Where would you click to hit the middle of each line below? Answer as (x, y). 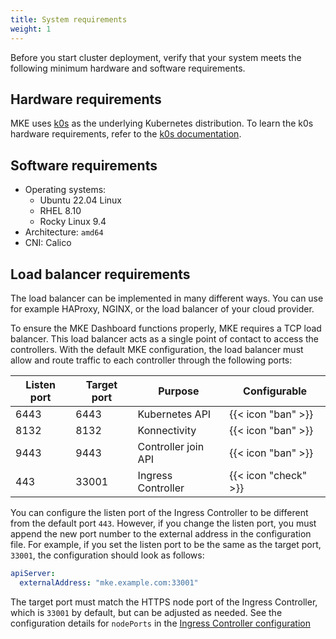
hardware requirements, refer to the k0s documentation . (126, 134)
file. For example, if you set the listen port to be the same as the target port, (166, 544)
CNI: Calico (48, 243)
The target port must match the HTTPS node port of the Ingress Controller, (164, 602)
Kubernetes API (174, 414)
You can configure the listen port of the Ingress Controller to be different (159, 512)
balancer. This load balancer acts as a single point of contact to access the (165, 338)
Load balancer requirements (100, 274)
